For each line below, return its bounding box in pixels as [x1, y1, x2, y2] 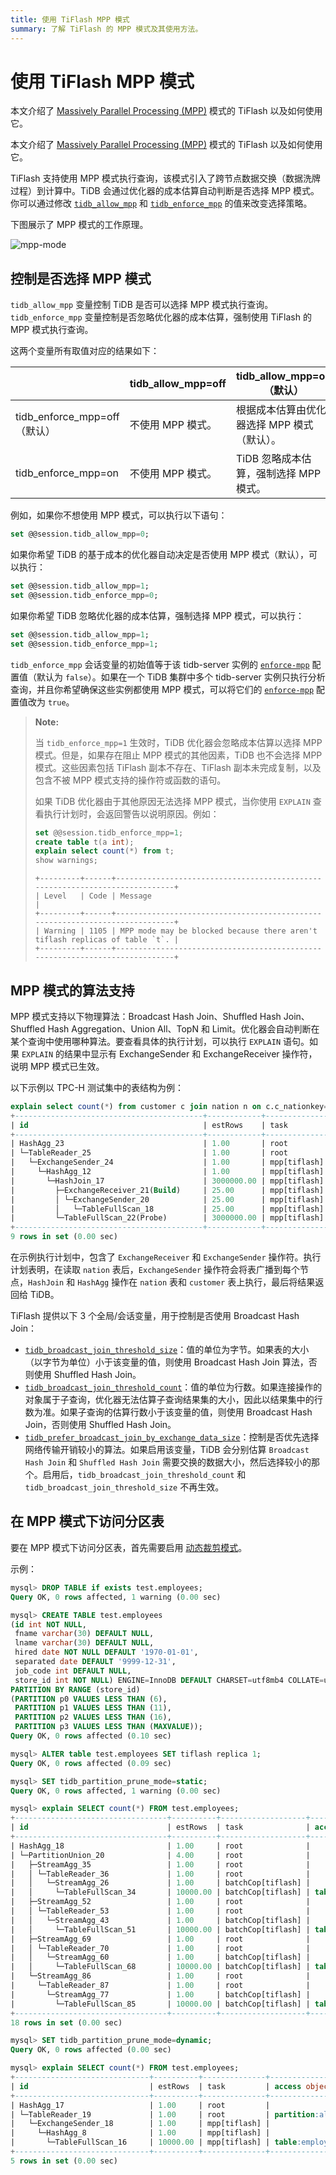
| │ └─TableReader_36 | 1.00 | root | [10, 1869, 311, 1879]
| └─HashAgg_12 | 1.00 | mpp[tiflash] [10, 1167, 325, 1177]
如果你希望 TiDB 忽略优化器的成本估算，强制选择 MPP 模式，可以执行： [10, 609, 305, 621]
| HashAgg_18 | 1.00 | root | [10, 1841, 311, 1851]
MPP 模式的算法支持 [10, 982, 135, 999]
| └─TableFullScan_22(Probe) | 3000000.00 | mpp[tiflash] [10, 1213, 325, 1223]
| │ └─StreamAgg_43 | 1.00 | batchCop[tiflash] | [10, 1915, 311, 1925]
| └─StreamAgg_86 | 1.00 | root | [10, 1971, 311, 1981]
